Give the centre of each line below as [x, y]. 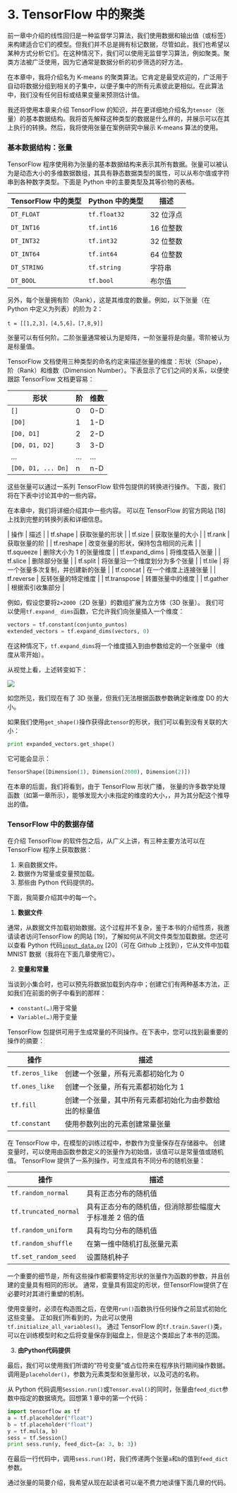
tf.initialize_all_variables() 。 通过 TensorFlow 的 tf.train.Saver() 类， [116, 1327]
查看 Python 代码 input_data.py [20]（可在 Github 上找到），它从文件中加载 [121, 945]
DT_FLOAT [25, 214]
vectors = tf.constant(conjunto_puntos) [68, 625]
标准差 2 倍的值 [119, 1218]
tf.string [104, 267]
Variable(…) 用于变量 [47, 1017]
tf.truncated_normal [45, 1212]
